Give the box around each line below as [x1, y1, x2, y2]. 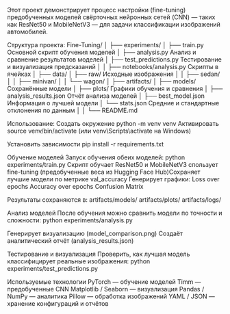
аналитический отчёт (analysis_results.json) [7, 237, 134, 245]
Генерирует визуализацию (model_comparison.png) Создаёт [7, 229, 183, 237]
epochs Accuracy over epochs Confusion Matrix [7, 183, 144, 190]
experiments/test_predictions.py [7, 265, 98, 272]
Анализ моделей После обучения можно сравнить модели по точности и [7, 209, 222, 217]
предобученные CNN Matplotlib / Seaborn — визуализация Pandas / [7, 285, 205, 293]
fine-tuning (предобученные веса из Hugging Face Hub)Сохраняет [7, 168, 201, 176]
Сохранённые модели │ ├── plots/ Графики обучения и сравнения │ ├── [7, 85, 223, 92]
